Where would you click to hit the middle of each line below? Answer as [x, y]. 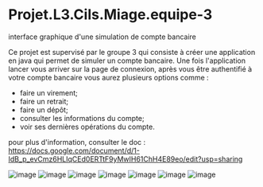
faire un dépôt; [44, 110]
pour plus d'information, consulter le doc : [77, 142]
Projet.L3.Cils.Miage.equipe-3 [110, 15]
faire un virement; [48, 92]
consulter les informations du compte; [82, 118]
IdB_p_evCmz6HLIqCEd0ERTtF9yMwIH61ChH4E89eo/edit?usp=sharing [126, 159]
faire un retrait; [44, 101]
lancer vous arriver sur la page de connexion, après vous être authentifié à [130, 68]
